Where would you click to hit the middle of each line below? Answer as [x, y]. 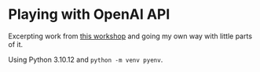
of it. [16, 44]
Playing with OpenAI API [89, 14]
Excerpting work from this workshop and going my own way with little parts [130, 36]
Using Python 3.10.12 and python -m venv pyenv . [86, 59]
